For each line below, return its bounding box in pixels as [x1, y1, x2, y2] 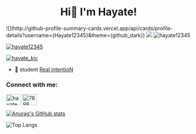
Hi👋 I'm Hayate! [60, 5, 137, 19]
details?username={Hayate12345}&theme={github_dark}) [6, 32, 146, 39]
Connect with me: [6, 81, 58, 89]
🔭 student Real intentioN [14, 66, 73, 73]
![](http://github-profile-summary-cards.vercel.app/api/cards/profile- [6, 25, 173, 32]
